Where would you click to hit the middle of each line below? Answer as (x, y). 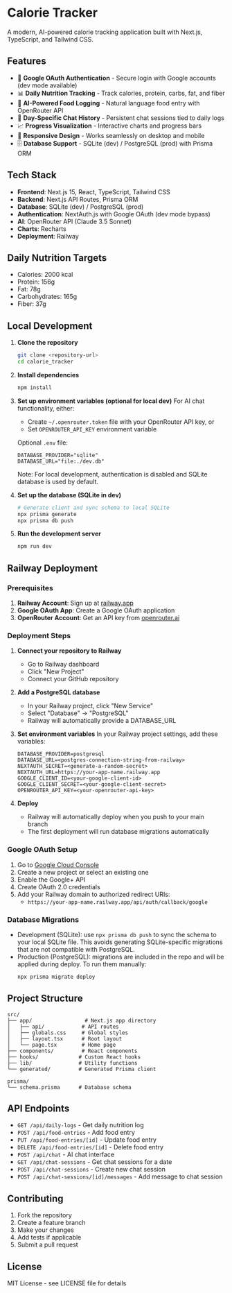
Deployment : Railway (48, 236)
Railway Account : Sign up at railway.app (75, 603)
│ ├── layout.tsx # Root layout (65, 1038)
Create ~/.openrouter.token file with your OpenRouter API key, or (121, 422)
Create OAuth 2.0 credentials (59, 887)
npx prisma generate (47, 514)
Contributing (35, 1198)
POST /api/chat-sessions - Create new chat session (91, 1170)
